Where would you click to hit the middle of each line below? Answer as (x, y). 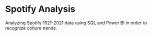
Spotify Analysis (40, 9)
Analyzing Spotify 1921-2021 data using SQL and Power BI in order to (76, 23)
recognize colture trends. (31, 28)
